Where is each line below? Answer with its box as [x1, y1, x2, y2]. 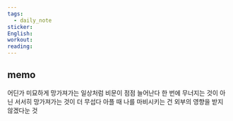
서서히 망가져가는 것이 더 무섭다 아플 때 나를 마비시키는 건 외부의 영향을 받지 [14, 97, 224, 106]
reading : [7, 43, 33, 50]
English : [7, 30, 33, 37]
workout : [7, 37, 33, 44]
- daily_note [13, 17, 52, 24]
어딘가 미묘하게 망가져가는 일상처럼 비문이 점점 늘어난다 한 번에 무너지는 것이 [7, 89, 219, 97]
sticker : [7, 23, 33, 30]
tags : [7, 10, 23, 18]
